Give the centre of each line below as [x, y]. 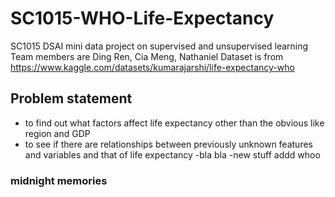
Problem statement [71, 98]
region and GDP [57, 133]
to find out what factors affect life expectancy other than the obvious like [174, 123]
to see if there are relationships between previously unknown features [168, 144]
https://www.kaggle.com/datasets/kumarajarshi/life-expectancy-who [152, 67]
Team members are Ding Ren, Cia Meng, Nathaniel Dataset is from [147, 56]
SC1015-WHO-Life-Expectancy [142, 18]
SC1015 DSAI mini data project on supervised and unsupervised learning [159, 46]
